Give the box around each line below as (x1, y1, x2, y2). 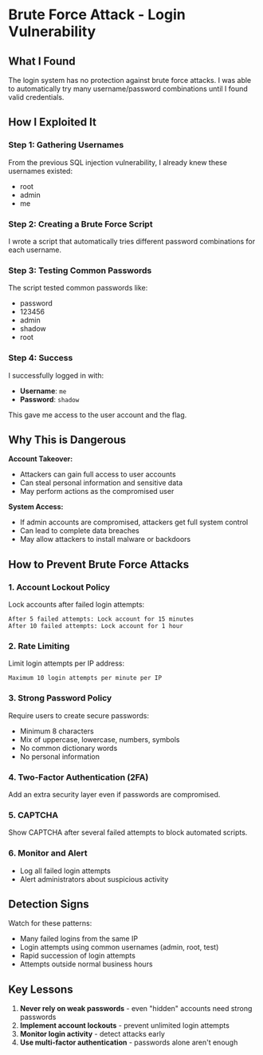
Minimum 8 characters (19, 726, 94, 736)
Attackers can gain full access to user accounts (19, 469, 177, 480)
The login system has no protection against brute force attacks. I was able (8, 76, 252, 85)
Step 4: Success (8, 353, 73, 364)
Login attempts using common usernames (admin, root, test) (19, 942, 219, 952)
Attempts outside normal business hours (19, 959, 153, 969)
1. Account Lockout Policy (8, 581, 110, 592)
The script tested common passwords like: (8, 283, 148, 293)
